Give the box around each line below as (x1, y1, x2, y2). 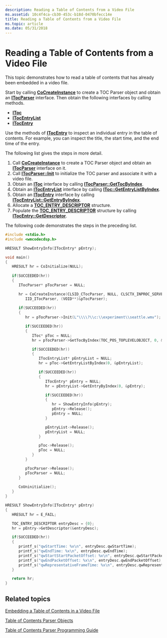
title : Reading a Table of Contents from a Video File (5, 16, 121, 21)
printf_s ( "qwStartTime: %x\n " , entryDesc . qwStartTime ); (18, 544, 137, 549)
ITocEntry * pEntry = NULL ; (45, 379, 101, 384)
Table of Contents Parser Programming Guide (5, 627, 98, 633)
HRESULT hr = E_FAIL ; (11, 512, 57, 517)
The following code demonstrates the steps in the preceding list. (5, 222, 137, 228)
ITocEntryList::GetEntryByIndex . (12, 197, 81, 203)
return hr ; (11, 576, 35, 581)
